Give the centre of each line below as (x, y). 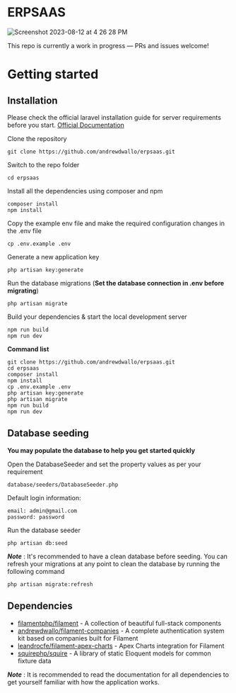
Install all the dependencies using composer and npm (85, 191)
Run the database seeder (44, 530)
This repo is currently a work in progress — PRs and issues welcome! (108, 45)
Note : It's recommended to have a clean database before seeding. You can (118, 556)
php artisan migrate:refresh (50, 584)
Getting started (53, 74)
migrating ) (23, 291)
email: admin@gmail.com (42, 511)
